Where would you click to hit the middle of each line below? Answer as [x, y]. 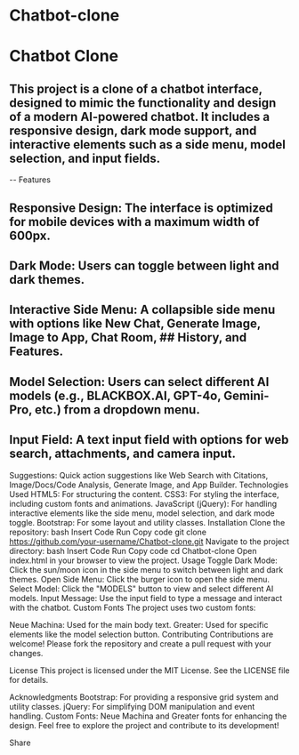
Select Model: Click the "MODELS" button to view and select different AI [141, 589]
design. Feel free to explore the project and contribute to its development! [144, 725]
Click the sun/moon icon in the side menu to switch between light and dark [146, 569]
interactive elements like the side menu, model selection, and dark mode [142, 513]
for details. [29, 679]
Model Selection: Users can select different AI [139, 382]
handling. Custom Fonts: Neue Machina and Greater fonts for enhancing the [148, 716]
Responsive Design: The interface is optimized [141, 208]
